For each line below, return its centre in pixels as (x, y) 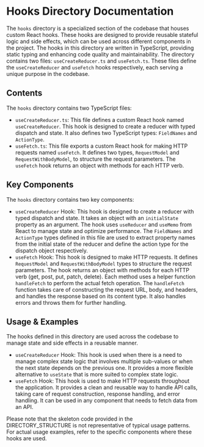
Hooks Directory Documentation (90, 11)
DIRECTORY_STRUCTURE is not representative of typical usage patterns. (98, 426)
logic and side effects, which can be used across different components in (99, 41)
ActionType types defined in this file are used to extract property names (105, 237)
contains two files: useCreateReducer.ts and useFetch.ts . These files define (101, 61)
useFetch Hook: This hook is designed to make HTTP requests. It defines (107, 257)
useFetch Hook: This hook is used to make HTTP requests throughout (102, 381)
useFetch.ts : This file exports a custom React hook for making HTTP (101, 146)
